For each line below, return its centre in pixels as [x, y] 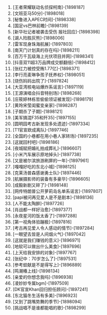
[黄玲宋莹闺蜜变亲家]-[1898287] [45, 105]
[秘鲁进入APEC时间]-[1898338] [44, 19]
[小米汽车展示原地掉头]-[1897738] [47, 154]
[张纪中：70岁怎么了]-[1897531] [45, 259]
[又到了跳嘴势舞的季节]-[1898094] [47, 302]
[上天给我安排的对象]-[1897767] [44, 252]
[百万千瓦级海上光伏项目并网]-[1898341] [53, 56]
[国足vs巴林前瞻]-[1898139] [40, 26]
